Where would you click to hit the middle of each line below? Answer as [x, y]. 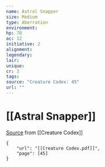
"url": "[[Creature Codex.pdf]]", [58, 148]
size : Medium [22, 17]
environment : [22, 28]
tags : [13, 76]
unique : [15, 66]
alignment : [19, 50]
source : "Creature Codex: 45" [43, 82]
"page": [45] [32, 153]
